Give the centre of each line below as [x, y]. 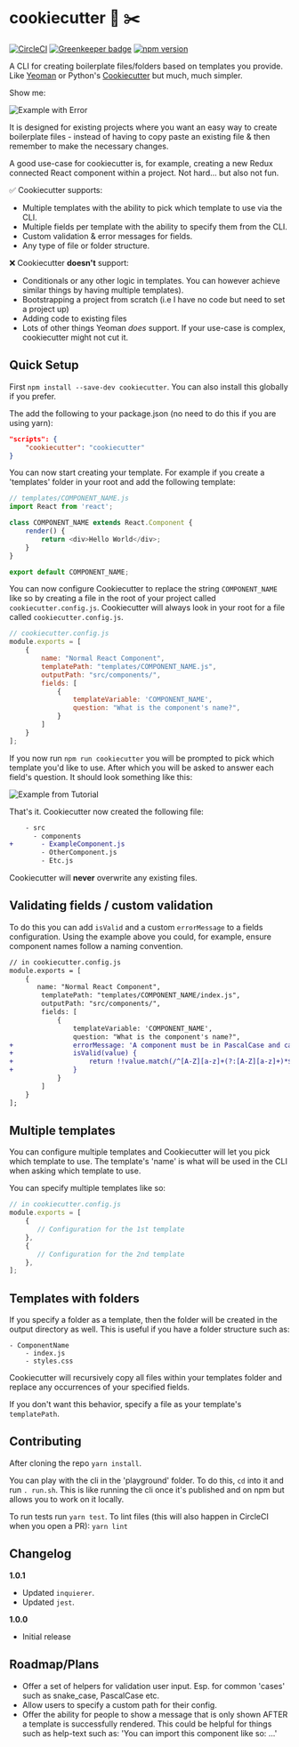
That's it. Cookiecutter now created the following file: [107, 811]
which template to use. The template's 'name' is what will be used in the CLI [148, 1162]
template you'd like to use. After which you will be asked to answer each [141, 768]
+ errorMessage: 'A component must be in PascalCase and [145, 1045]
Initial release [46, 1636]
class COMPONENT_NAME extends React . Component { [101, 523]
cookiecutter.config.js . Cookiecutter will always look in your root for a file [147, 608]
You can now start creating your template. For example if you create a [137, 472]
